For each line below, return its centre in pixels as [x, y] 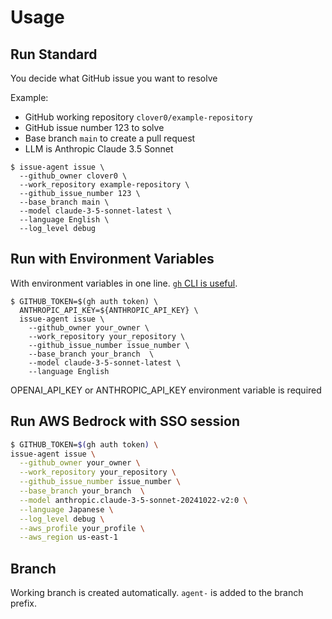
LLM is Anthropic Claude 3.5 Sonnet [99, 149]
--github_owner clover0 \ [73, 176]
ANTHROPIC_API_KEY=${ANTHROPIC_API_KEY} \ [109, 310]
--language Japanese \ [66, 509]
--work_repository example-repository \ [104, 185]
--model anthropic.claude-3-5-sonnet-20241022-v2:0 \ [133, 500]
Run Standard [54, 54]
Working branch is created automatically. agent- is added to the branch [157, 593]
